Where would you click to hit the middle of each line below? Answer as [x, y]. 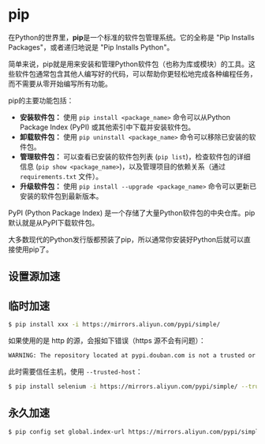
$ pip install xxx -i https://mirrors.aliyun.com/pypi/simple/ [114, 325]
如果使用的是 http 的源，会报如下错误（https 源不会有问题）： [107, 341]
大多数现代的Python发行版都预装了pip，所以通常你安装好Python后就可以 [126, 239]
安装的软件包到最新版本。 [61, 196]
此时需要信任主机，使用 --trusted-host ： [76, 371]
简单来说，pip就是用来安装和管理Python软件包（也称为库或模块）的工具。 [129, 64]
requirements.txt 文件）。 [61, 176]
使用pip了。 [34, 249]
